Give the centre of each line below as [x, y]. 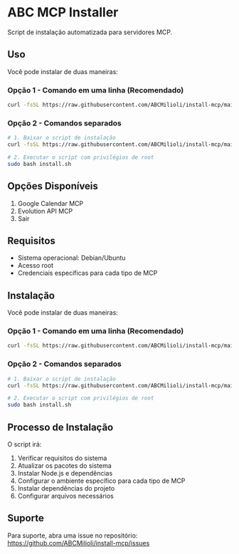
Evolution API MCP [45, 211]
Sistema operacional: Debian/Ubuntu [71, 258]
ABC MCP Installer [63, 12]
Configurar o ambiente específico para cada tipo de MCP [101, 481]
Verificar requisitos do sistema [62, 458]
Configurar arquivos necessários [65, 496]
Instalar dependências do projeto [66, 488]
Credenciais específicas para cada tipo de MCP [87, 273]
